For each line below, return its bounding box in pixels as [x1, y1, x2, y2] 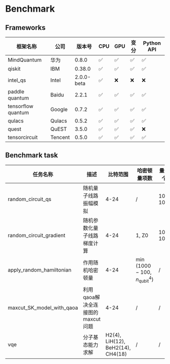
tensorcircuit [8, 134, 38, 141]
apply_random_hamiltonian [8, 267, 72, 274]
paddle [8, 88, 24, 95]
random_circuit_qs [8, 195, 52, 203]
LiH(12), [105, 338, 125, 345]
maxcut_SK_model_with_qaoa [8, 304, 78, 311]
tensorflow [8, 103, 34, 110]
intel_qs [8, 77, 26, 84]
